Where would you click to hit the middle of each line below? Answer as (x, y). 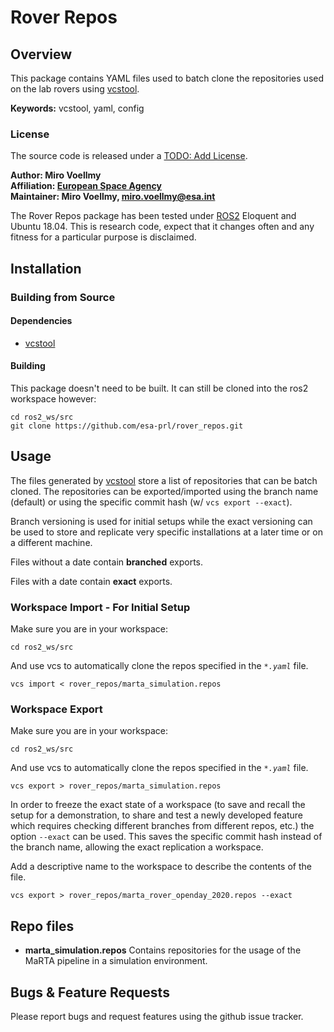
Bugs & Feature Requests (90, 992)
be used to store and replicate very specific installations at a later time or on (166, 532)
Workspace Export (56, 709)
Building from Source (63, 297)
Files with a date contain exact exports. (91, 581)
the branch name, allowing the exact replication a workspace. (137, 847)
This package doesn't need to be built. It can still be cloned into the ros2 (159, 388)
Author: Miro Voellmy (56, 175)
